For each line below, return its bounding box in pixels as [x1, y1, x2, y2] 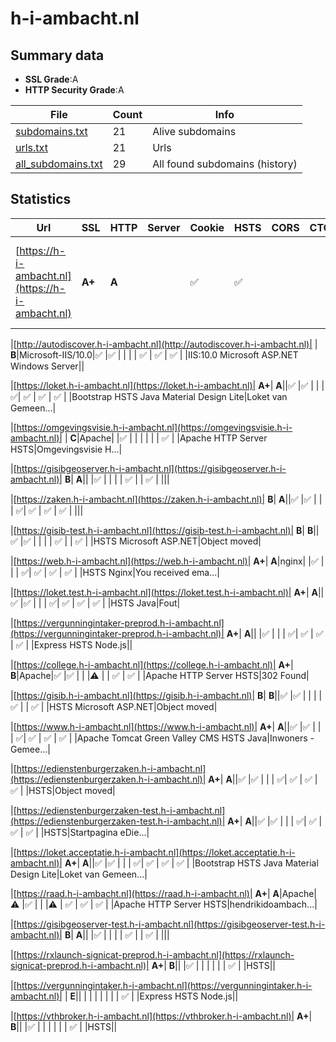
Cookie [189, 220, 225, 234]
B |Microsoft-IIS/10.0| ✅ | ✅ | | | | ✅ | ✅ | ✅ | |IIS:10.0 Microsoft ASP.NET [10, 348, 299, 361]
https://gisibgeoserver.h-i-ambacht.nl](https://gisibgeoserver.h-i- [16, 462, 287, 474]
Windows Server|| [10, 360, 85, 372]
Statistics [10, 191, 72, 208]
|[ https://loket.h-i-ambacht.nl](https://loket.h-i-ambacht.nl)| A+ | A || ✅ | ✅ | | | [10, 379, 325, 391]
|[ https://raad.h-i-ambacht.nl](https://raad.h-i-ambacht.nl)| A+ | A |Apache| [10, 887, 318, 899]
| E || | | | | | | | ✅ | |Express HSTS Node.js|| [64, 990, 239, 1002]
